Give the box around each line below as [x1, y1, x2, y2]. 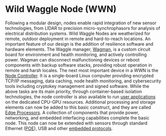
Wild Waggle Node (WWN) [5, 3, 117, 15]
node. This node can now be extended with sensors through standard [5, 120, 148, 126]
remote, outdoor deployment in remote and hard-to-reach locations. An [5, 36, 151, 42]
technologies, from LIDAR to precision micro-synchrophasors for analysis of [5, 25, 161, 31]
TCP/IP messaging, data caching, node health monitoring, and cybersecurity [5, 78, 162, 84]
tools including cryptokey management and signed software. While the [5, 83, 150, 89]
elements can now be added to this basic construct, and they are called [5, 104, 151, 110]
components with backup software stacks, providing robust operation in [5, 62, 152, 68]
